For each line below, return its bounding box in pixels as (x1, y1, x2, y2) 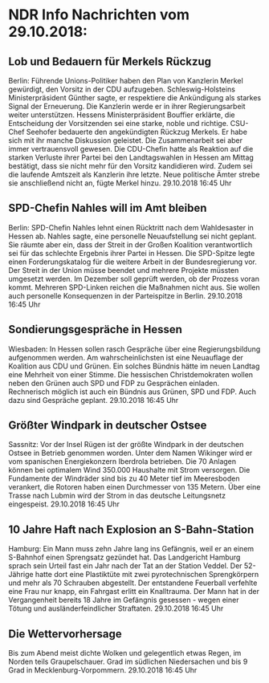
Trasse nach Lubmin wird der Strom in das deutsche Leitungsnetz (8, 491, 226, 501)
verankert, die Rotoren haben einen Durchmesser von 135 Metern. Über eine (8, 482, 261, 492)
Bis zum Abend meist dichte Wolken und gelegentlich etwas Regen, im (8, 648, 242, 658)
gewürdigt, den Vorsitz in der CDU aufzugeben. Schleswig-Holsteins (8, 84, 235, 94)
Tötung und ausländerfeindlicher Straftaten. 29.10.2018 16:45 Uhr (8, 604, 224, 613)
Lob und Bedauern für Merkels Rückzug (8, 55, 211, 68)
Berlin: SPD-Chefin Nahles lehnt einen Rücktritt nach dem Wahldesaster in (8, 222, 255, 232)
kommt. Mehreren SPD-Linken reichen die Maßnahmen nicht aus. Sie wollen (8, 283, 261, 292)
